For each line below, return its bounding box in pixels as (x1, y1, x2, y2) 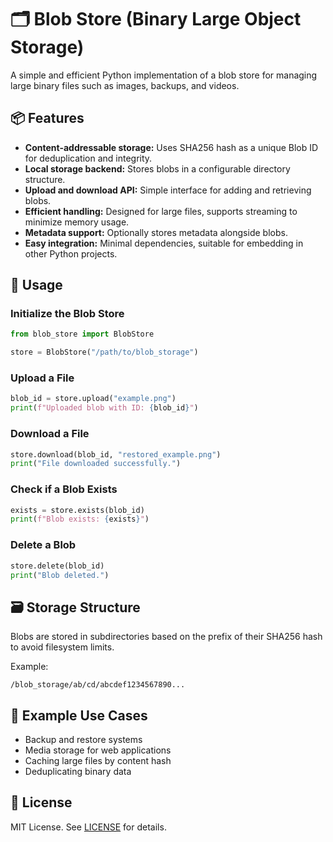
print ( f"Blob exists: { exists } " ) (10, 514, 150, 525)
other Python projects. (24, 247, 118, 260)
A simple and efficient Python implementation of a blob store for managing (10, 69, 318, 81)
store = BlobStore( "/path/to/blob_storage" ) (10, 347, 199, 358)
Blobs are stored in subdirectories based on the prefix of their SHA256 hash (10, 631, 323, 643)
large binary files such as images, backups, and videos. (10, 79, 240, 91)
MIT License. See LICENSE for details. (10, 821, 167, 833)
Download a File (10, 427, 90, 441)
